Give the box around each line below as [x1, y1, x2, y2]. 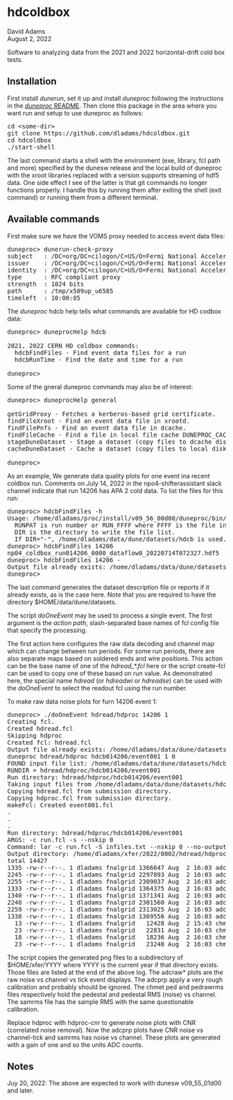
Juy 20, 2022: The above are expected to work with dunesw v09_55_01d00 [7, 1079, 222, 1087]
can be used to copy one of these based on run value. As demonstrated [7, 669, 213, 677]
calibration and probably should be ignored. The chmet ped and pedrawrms [7, 982, 224, 991]
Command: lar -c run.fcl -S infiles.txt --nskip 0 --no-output [7, 843, 227, 850]
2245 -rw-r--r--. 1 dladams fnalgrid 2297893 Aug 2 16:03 [7, 871, 213, 878]
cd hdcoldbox [7, 136, 52, 144]
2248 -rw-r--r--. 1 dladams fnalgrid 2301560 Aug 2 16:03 [7, 898, 213, 906]
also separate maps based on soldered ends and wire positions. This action [7, 654, 223, 663]
